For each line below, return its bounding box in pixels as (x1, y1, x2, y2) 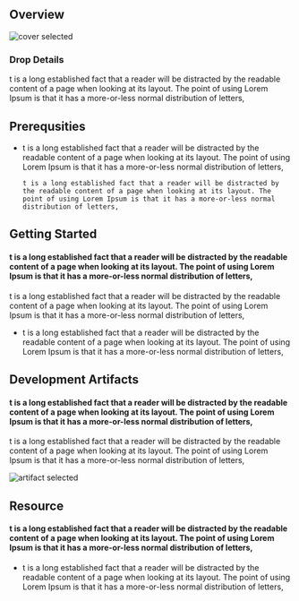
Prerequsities (9, 118, 87, 133)
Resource (9, 498, 64, 513)
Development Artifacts (9, 372, 140, 387)
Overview (9, 7, 65, 22)
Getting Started (9, 227, 98, 242)
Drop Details (9, 53, 64, 65)
